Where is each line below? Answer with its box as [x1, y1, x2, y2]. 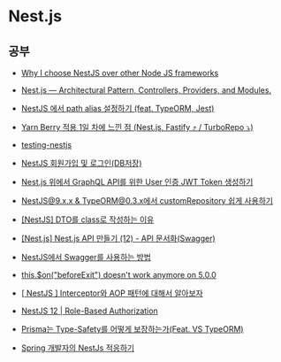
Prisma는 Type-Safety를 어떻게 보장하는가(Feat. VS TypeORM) [20, 324, 244, 334]
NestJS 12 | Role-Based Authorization [20, 305, 158, 316]
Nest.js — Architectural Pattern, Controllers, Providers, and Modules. [20, 85, 271, 95]
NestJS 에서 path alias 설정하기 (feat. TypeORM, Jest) [20, 104, 215, 113]
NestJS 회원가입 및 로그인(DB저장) [20, 158, 142, 168]
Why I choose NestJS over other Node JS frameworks [20, 68, 219, 78]
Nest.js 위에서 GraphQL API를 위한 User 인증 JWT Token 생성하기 [20, 177, 254, 187]
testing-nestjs [20, 140, 72, 150]
